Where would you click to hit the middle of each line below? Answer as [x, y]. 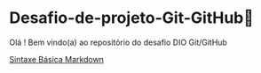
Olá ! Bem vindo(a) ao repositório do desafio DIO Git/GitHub [119, 42]
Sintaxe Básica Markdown [57, 59]
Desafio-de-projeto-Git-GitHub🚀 [132, 18]
